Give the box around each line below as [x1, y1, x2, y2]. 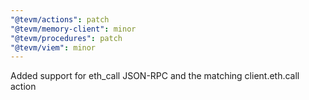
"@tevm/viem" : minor [10, 42, 97, 53]
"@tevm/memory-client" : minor [10, 24, 137, 34]
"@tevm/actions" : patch [10, 14, 110, 25]
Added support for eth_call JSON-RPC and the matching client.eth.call [10, 70, 300, 82]
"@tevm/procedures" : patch [10, 33, 123, 43]
